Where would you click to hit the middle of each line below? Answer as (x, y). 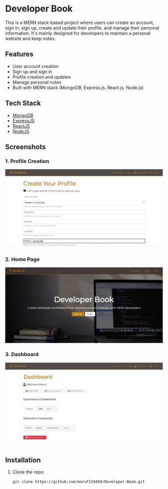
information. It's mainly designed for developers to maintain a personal (78, 33)
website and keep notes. (30, 38)
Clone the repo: (28, 472)
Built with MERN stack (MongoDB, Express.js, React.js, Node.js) (78, 87)
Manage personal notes (37, 82)
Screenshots (25, 147)
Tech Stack (23, 103)
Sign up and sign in (32, 71)
